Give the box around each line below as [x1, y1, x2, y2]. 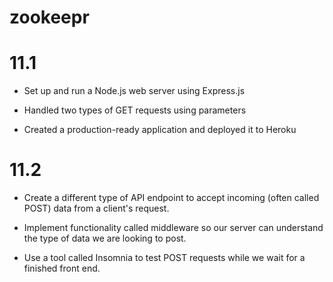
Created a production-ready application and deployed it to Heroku [23, 124, 297, 136]
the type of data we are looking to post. [23, 232, 187, 245]
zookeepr [9, 6, 90, 29]
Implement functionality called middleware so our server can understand [23, 222, 324, 234]
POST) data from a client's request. [23, 202, 170, 215]
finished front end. [23, 262, 101, 275]
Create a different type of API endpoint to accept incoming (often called [23, 192, 320, 204]
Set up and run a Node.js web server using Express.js [23, 85, 246, 97]
